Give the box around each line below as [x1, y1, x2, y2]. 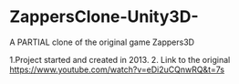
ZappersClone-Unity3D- [9, 6, 199, 27]
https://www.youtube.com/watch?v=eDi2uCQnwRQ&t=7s [9, 64, 225, 75]
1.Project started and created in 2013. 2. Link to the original [9, 54, 231, 65]
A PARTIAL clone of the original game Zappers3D [9, 37, 194, 47]
